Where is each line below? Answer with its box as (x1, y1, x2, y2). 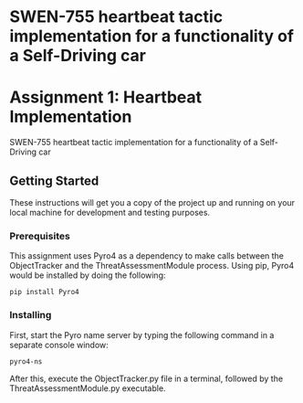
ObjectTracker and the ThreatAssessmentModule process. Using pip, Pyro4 (9, 260, 295, 271)
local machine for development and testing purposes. (9, 207, 211, 217)
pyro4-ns (9, 356, 43, 366)
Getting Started (9, 173, 99, 188)
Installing (9, 309, 52, 322)
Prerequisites (9, 229, 70, 242)
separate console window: (9, 339, 110, 350)
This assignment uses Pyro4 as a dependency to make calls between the (9, 250, 285, 261)
